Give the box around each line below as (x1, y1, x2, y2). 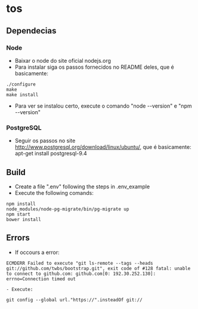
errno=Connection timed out (6, 276, 76, 282)
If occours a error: (14, 249, 60, 256)
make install (6, 91, 39, 97)
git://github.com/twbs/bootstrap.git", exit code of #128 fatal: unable (6, 265, 191, 271)
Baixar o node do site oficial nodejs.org (14, 57, 112, 64)
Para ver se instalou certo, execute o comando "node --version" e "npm (14, 102, 192, 109)
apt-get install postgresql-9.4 (14, 150, 88, 157)
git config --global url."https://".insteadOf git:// (6, 296, 143, 303)
